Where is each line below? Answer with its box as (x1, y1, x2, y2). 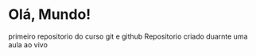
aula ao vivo (8, 39, 48, 49)
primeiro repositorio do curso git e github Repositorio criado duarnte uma (8, 32, 248, 41)
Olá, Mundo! (8, 6, 91, 24)
